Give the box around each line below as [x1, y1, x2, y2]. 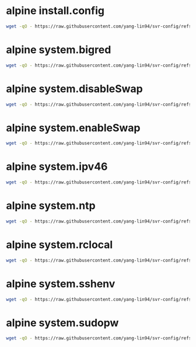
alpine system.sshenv [6, 277, 116, 290]
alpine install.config [6, 4, 105, 18]
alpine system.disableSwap [6, 82, 143, 95]
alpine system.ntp [6, 199, 96, 213]
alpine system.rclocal [6, 238, 113, 252]
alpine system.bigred [6, 43, 111, 56]
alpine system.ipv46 [6, 160, 108, 173]
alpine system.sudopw [6, 316, 119, 329]
